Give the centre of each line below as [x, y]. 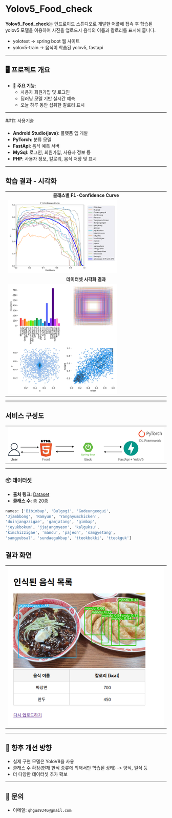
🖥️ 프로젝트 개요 [28, 70]
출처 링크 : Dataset [31, 494]
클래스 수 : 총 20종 [30, 501]
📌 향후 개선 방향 [29, 748]
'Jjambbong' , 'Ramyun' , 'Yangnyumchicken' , [52, 516]
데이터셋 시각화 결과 [86, 280]
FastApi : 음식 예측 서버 [36, 146]
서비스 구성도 [25, 416]
